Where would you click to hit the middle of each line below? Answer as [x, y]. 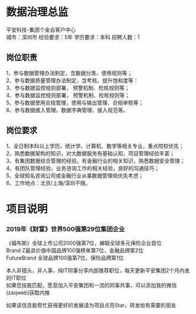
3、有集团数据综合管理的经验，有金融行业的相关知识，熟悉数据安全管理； [96, 161]
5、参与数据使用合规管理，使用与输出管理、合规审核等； [75, 102]
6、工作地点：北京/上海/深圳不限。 [48, 183]
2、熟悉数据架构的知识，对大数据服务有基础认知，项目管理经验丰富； [91, 153]
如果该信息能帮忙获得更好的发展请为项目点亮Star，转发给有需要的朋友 [91, 305]
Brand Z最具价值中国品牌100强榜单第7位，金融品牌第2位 [75, 251]
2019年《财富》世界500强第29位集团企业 [66, 229]
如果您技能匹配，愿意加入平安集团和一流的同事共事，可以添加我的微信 [92, 286]
